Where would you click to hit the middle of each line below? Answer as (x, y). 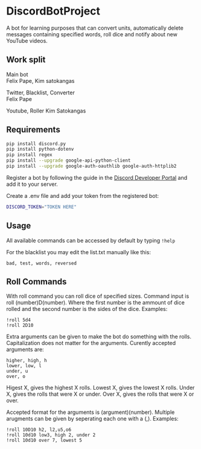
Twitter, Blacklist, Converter (41, 93)
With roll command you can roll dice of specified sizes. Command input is (98, 296)
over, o (16, 376)
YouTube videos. (27, 41)
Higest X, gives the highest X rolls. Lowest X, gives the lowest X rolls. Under (101, 388)
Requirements (33, 130)
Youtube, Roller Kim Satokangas (46, 111)
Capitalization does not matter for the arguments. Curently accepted (91, 343)
